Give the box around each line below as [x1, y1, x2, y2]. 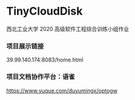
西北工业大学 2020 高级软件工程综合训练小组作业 [6, 25, 130, 32]
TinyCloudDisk [6, 4, 83, 18]
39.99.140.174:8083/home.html [6, 56, 84, 63]
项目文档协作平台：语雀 [6, 73, 75, 81]
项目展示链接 [6, 41, 44, 50]
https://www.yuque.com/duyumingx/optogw [6, 87, 117, 94]
